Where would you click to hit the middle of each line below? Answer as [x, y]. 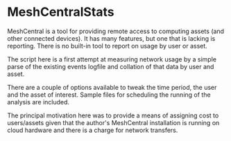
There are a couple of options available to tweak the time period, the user [112, 87]
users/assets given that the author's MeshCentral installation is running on [113, 122]
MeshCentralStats [61, 12]
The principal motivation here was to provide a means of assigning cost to [113, 115]
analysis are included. [38, 102]
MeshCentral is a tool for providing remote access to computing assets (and [115, 31]
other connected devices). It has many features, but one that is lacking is [111, 38]
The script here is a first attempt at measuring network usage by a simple [112, 59]
